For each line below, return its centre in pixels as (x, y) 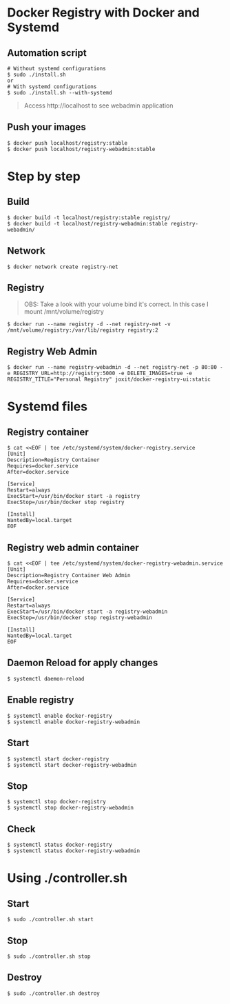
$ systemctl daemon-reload (46, 679)
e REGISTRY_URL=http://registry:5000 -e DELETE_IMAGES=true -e (100, 374)
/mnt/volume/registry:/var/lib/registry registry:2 (83, 330)
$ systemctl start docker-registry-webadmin (72, 765)
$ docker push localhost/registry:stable (67, 143)
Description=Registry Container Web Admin (69, 576)
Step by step (44, 177)
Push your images (46, 127)
